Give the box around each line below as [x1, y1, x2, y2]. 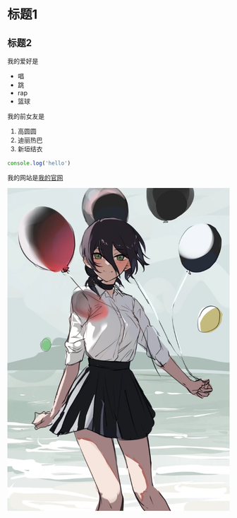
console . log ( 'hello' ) [7, 160, 71, 167]
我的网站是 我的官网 [7, 173, 63, 182]
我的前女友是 [7, 112, 44, 120]
